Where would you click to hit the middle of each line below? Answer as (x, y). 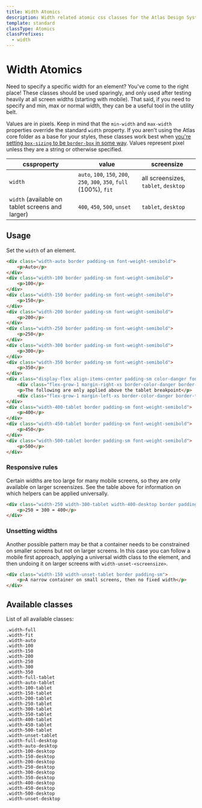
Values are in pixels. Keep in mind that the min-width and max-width (89, 124)
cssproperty (41, 164)
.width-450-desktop (31, 788)
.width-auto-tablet (31, 683)
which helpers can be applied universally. (58, 493)
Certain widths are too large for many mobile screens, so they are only (93, 481)
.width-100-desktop (31, 751)
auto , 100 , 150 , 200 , (104, 174)
